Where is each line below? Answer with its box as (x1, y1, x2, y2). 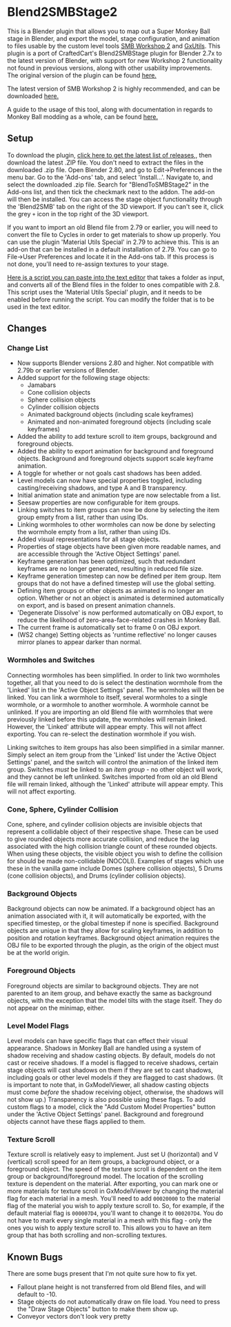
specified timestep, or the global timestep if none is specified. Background (7, 919, 219, 928)
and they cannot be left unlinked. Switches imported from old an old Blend (7, 772, 219, 781)
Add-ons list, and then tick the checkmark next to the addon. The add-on (7, 187, 215, 196)
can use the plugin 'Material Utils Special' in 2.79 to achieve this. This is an (7, 238, 219, 246)
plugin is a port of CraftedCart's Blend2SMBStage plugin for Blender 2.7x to (7, 49, 222, 57)
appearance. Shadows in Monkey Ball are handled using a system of (7, 1044, 201, 1052)
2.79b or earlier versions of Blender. (17, 366, 120, 375)
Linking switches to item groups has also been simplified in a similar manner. (7, 743, 225, 751)
